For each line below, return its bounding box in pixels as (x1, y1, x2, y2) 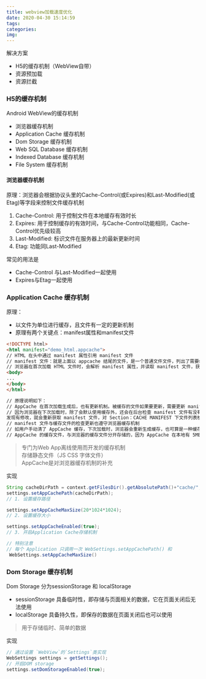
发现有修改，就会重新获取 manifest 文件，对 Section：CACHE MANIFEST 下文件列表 (6, 415, 197, 421)
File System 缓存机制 (15, 161, 68, 169)
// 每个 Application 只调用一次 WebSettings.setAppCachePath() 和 (6, 546, 172, 552)
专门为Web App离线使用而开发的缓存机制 (21, 443, 126, 451)
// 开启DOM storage (6, 661, 55, 667)
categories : (6, 26, 37, 33)
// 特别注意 (6, 540, 34, 547)
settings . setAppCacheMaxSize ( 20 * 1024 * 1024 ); (6, 507, 122, 513)
